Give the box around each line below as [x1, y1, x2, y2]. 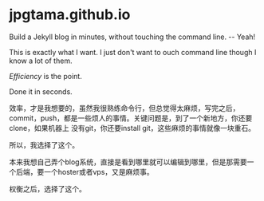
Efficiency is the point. [9, 71, 82, 81]
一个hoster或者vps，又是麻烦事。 [43, 167, 154, 176]
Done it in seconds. [9, 86, 73, 97]
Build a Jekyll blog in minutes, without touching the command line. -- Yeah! [9, 32, 256, 41]
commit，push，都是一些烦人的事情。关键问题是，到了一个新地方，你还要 [9, 113, 253, 123]
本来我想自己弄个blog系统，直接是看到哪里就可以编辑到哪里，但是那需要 [9, 157, 247, 167]
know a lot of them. [9, 56, 73, 65]
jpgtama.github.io [9, 6, 131, 24]
